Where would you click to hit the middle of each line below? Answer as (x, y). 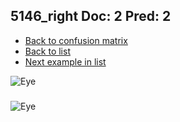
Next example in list (65, 61)
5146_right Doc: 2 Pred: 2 (91, 16)
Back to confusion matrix (76, 40)
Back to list (47, 51)
